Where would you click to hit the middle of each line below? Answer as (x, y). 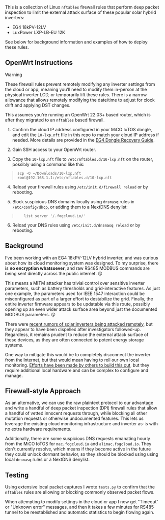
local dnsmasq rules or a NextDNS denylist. (47, 460)
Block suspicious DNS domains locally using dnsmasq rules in (73, 201)
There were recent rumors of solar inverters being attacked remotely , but (79, 324)
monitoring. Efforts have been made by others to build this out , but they (77, 365)
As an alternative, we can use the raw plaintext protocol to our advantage (79, 403)
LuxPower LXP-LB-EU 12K (39, 32)
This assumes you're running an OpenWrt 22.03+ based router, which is (78, 114)
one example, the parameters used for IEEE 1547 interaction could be (75, 294)
